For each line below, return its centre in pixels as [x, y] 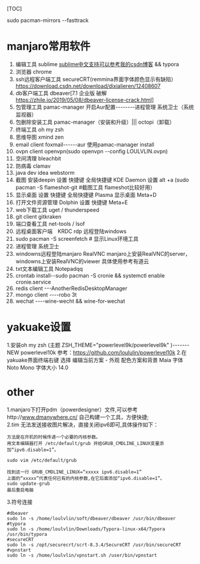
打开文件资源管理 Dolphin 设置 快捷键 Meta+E [72, 202]
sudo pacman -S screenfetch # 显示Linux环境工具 [77, 238]
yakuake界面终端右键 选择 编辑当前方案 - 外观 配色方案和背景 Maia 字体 [95, 360]
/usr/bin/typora [27, 534]
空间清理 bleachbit [38, 158]
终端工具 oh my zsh [40, 129]
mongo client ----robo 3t [46, 294]
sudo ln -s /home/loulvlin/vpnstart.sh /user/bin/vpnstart [82, 555]
